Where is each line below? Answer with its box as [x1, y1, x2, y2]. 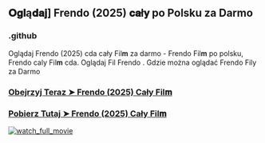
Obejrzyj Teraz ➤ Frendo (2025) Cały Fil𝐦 [8, 86, 173, 97]
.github [8, 30, 38, 42]
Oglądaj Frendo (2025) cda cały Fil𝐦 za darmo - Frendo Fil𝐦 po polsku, [8, 48, 243, 58]
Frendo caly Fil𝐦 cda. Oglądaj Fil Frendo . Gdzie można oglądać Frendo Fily [8, 58, 257, 67]
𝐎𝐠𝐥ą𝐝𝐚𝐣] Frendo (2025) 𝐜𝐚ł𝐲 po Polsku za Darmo [8, 6, 254, 20]
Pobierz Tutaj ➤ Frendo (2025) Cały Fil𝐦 [8, 108, 167, 119]
